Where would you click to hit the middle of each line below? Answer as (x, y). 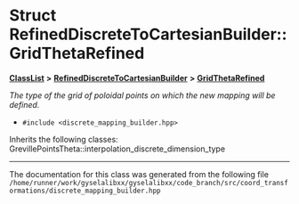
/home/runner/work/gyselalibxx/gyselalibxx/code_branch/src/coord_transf (149, 183)
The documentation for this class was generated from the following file (139, 174)
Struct (33, 16)
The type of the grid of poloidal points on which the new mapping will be (142, 95)
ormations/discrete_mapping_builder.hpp (85, 191)
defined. (24, 104)
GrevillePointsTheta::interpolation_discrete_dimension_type (117, 149)
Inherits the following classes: (64, 139)
